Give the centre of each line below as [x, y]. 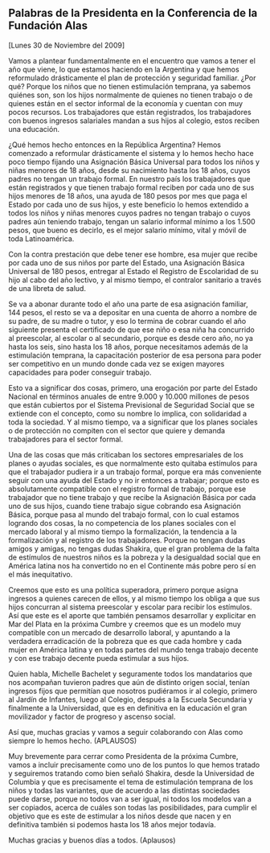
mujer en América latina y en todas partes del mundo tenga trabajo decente [133, 650]
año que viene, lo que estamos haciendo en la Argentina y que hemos [124, 69]
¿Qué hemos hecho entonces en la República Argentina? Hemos [115, 145]
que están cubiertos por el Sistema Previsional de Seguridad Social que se [132, 404]
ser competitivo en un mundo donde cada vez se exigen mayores [117, 363]
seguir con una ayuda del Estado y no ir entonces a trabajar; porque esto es [134, 480]
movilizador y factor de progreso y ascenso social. [92, 716]
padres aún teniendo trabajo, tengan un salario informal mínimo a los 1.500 [132, 221]
